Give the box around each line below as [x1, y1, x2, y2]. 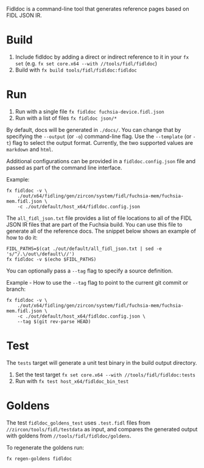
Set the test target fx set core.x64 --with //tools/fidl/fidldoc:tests [15, 371, 196, 378]
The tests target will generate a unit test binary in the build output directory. [6, 359, 197, 366]
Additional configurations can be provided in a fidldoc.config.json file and [6, 157, 196, 164]
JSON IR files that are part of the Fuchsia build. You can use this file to [6, 221, 183, 228]
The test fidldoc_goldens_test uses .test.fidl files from [6, 419, 151, 426]
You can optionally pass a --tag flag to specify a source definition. [6, 267, 174, 274]
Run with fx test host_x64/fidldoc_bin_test [15, 377, 129, 384]
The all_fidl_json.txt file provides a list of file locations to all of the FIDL [6, 214, 192, 222]
